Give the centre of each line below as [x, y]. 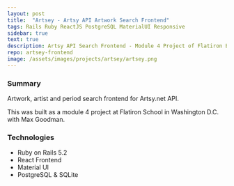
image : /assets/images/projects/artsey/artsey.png [82, 59]
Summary [24, 83]
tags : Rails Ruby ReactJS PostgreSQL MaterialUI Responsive [96, 26]
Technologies [31, 137]
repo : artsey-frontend [40, 53]
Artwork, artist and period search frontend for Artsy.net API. [93, 99]
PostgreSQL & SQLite [48, 175]
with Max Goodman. [36, 120]
